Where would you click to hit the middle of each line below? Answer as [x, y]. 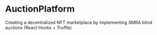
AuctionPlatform [40, 9]
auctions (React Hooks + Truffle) [39, 27]
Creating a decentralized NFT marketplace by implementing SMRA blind [79, 22]
